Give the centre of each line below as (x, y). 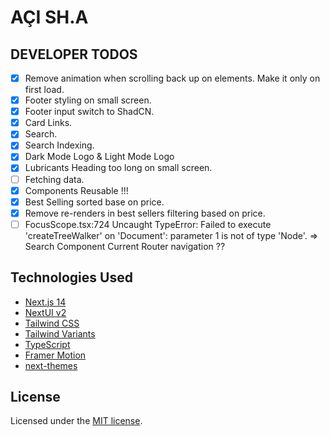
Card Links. (48, 123)
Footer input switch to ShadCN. (89, 112)
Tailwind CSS (52, 323)
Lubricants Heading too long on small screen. (118, 168)
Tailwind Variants (60, 333)
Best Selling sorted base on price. (94, 202)
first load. (44, 90)
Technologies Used (71, 277)
